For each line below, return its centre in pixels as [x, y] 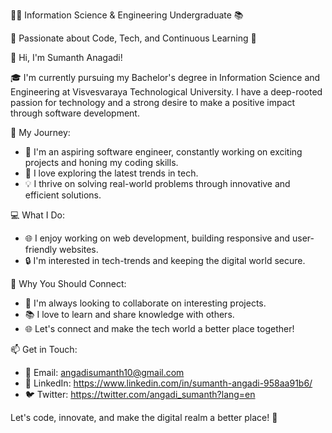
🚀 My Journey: [40, 132]
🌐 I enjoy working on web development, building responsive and [157, 238]
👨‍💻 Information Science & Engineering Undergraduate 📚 [127, 15]
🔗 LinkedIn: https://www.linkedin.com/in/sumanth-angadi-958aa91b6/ [168, 383]
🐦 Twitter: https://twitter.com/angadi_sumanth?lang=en [140, 394]
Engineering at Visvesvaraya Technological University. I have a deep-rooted [166, 92]
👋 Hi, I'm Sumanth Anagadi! [66, 57]
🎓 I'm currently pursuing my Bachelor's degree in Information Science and [165, 77]
